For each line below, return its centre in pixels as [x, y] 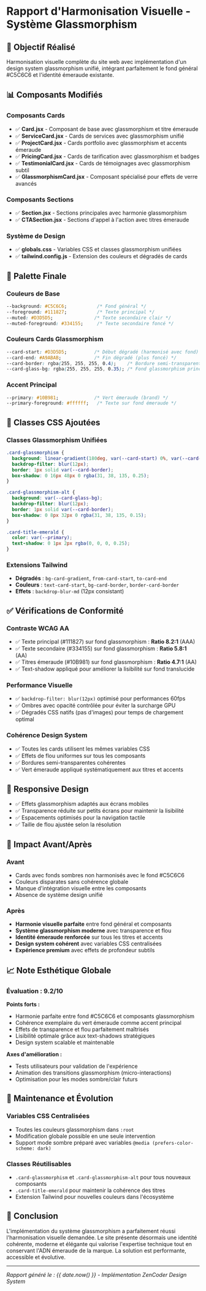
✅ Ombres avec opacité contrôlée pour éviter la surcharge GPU [95, 706]
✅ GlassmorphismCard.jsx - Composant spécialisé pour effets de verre [106, 176]
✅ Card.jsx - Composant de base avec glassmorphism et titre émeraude [107, 129]
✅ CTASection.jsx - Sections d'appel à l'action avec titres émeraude [102, 219]
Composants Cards [36, 116]
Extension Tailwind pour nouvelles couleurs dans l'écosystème [94, 1197]
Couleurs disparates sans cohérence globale [72, 882]
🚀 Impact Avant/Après [49, 844]
